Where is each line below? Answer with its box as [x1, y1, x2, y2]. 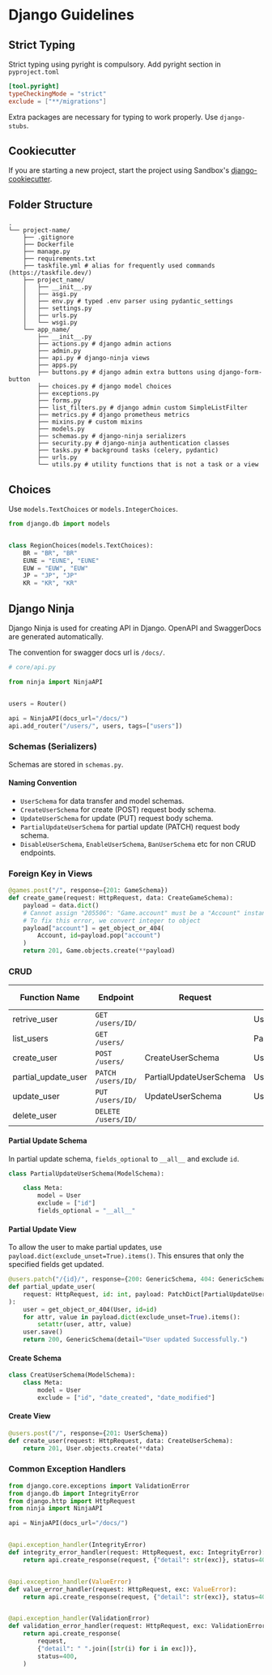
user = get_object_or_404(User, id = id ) [23, 1305, 158, 1313]
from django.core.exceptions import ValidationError [8, 1482, 190, 1490]
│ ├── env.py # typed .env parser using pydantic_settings [23, 298, 233, 306]
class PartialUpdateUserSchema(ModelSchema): [8, 1170, 164, 1178]
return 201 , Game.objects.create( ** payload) [23, 947, 176, 955]
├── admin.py [37, 347, 82, 355]
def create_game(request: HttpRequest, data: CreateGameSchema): [8, 894, 233, 902]
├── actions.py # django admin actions [37, 340, 172, 348]
